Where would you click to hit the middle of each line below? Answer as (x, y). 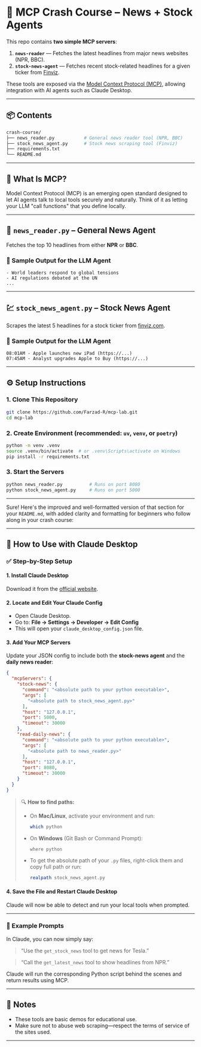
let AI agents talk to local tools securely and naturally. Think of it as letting (97, 200)
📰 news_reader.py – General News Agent (81, 230)
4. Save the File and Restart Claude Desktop (62, 891)
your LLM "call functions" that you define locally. (66, 206)
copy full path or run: (56, 867)
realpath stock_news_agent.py (68, 878)
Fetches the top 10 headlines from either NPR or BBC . (72, 245)
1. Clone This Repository (42, 400)
